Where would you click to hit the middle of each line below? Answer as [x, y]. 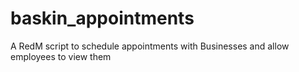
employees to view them [61, 56]
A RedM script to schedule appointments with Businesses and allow [150, 46]
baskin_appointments [102, 18]
